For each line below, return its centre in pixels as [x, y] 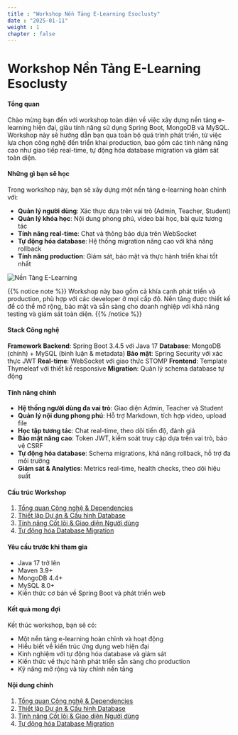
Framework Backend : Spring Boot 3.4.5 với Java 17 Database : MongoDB [114, 346]
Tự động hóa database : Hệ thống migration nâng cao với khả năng [115, 241]
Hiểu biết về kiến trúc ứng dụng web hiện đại [83, 646]
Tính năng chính [32, 392]
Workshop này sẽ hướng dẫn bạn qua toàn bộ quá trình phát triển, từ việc [115, 135]
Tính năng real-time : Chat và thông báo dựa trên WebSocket [107, 233]
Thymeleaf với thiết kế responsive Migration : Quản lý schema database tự [116, 369]
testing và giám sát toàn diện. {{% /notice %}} [75, 314]
